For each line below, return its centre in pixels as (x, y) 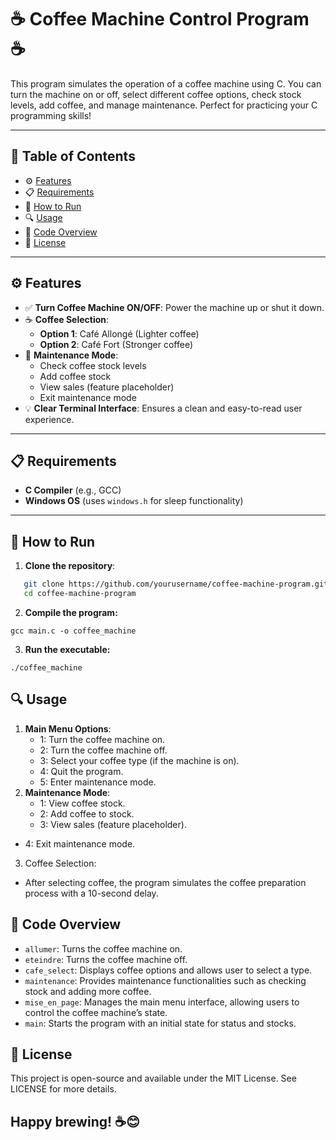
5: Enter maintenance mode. (98, 782)
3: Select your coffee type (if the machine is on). (139, 760)
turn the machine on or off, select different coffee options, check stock (156, 94)
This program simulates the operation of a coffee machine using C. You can (166, 83)
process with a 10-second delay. (91, 893)
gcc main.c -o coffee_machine (73, 631)
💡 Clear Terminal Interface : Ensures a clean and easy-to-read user (163, 408)
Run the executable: (67, 649)
